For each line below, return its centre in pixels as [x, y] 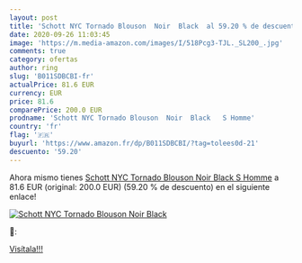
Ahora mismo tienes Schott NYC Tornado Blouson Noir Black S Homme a [144, 177]
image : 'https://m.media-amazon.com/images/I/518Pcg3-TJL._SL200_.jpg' [146, 43]
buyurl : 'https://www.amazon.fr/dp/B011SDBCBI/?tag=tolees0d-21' [134, 143]
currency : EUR [36, 93]
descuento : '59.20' [46, 151]
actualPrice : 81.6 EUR [52, 85]
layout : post [34, 18]
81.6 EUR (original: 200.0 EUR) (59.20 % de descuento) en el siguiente [140, 186]
